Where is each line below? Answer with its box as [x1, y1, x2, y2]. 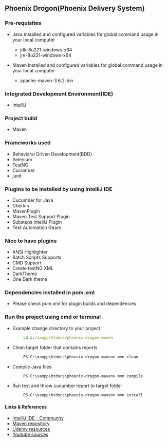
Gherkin [12, 202, 29, 208]
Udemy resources [12, 426, 50, 432]
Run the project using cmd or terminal [5, 313, 101, 320]
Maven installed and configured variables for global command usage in [12, 62, 163, 68]
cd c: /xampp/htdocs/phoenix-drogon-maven [23, 335, 114, 340]
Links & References [5, 403, 47, 410]
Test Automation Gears [12, 224, 61, 230]
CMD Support [12, 260, 42, 266]
